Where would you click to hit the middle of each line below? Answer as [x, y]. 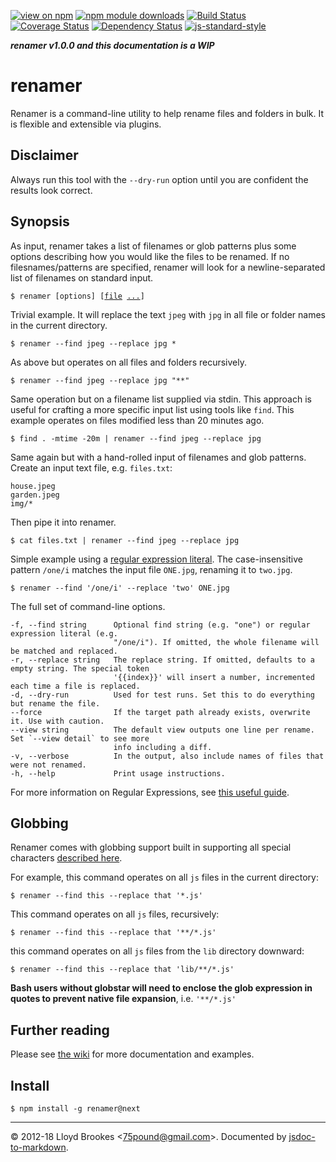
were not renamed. [48, 765]
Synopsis [40, 221]
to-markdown [38, 1147]
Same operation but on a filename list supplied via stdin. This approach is [161, 399]
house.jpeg [33, 486]
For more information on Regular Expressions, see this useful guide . [150, 792]
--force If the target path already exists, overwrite [160, 712]
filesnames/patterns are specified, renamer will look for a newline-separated [168, 267]
